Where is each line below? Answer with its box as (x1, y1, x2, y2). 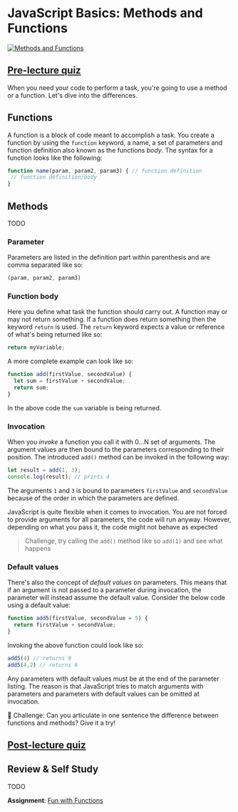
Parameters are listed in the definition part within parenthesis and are (7, 253, 210, 262)
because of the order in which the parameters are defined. (7, 494, 180, 502)
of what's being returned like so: (7, 330, 103, 339)
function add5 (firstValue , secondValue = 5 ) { (7, 615, 148, 622)
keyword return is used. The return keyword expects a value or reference (7, 323, 225, 331)
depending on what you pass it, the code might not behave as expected (7, 522, 218, 531)
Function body (7, 291, 59, 301)
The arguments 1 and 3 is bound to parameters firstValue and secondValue (7, 486, 228, 494)
